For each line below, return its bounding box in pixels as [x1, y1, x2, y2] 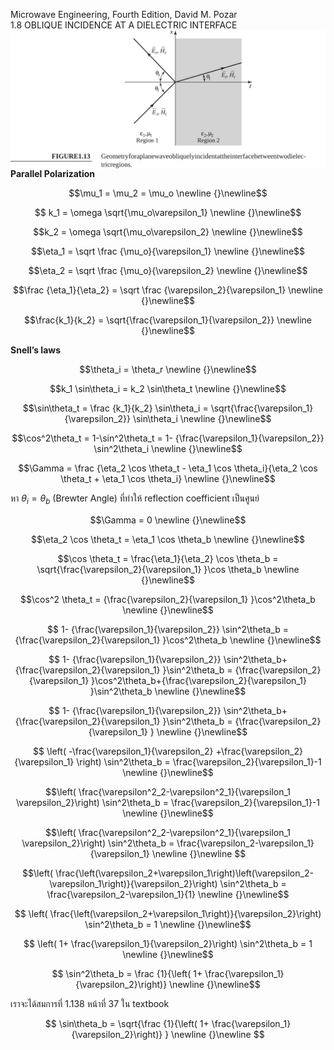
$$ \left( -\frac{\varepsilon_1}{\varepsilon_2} [33, 745, 214, 758]
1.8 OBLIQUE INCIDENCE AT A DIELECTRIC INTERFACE [10, 19, 238, 31]
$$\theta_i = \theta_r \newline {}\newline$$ [79, 364, 257, 376]
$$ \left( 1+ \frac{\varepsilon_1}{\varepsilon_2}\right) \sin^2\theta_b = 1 [23, 938, 313, 950]
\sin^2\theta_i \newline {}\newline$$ [93, 443, 243, 455]
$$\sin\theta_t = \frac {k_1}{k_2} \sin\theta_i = [22, 402, 209, 414]
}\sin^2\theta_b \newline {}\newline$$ [89, 685, 247, 698]
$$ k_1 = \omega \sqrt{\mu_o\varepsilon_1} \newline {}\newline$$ [34, 207, 302, 219]
